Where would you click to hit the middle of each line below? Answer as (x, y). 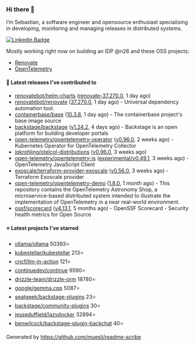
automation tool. (34, 108)
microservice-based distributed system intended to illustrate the (92, 195)
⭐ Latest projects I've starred (42, 228)
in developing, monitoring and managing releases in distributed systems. (94, 28)
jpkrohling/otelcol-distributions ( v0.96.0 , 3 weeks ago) (81, 152)
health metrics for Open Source (53, 214)
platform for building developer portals (62, 133)
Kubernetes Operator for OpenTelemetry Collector (75, 145)
